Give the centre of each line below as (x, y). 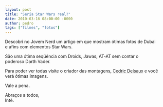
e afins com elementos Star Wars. (39, 47)
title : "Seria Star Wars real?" (38, 14)
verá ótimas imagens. (27, 76)
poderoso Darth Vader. (28, 62)
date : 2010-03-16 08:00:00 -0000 (39, 19)
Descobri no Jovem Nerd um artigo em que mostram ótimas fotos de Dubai (80, 42)
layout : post (18, 10)
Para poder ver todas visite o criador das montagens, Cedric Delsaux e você (81, 71)
